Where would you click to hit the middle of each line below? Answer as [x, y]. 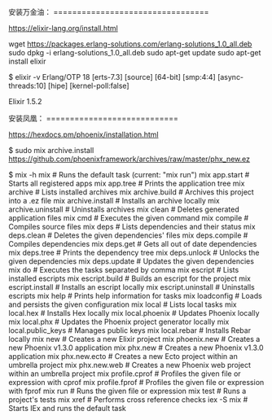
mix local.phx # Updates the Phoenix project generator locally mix [119, 322]
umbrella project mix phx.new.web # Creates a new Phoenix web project [129, 365]
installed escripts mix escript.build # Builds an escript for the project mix [129, 278]
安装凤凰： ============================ [94, 118]
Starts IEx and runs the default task [67, 408]
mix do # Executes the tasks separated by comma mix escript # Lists [124, 270]
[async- [230, 77]
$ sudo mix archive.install [51, 150]
